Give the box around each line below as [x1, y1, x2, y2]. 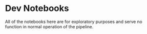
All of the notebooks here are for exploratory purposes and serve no [5, 19, 143, 24]
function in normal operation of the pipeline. [5, 23, 94, 29]
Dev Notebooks [5, 3, 69, 14]
